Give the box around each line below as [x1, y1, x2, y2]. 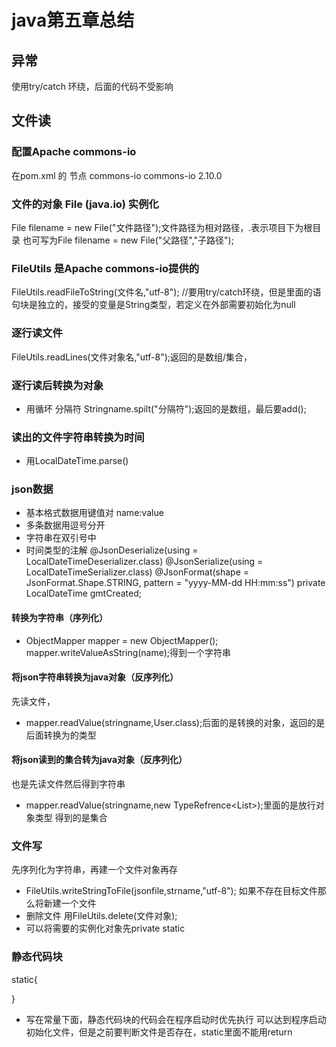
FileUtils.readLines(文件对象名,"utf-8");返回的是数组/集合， [11, 351, 253, 363]
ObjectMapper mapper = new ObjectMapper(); [25, 634, 219, 646]
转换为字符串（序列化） [11, 612, 108, 624]
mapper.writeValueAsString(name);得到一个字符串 [25, 646, 232, 658]
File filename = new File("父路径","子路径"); [57, 234, 234, 246]
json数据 [11, 482, 54, 496]
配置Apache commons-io [11, 145, 137, 159]
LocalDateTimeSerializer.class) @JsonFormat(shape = [25, 566, 250, 578]
